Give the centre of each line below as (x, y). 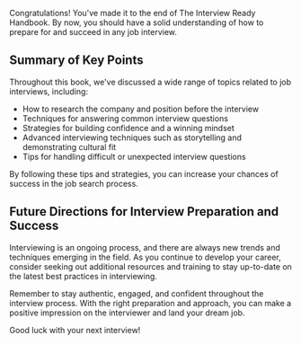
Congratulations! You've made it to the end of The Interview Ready (133, 13)
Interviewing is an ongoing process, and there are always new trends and (145, 247)
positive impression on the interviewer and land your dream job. (127, 313)
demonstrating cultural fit (69, 146)
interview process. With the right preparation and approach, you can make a (150, 303)
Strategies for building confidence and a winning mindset (128, 128)
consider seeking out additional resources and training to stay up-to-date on (150, 266)
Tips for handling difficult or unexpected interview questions (134, 156)
